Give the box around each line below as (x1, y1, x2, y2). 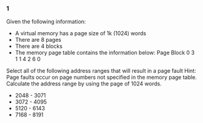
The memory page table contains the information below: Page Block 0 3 (15, 49, 195, 56)
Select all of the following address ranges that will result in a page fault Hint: (6, 67, 196, 75)
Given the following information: (6, 18, 86, 25)
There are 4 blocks (15, 42, 62, 50)
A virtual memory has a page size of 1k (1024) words (15, 30, 147, 37)
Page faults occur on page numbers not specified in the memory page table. (6, 74, 197, 81)
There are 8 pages (15, 36, 62, 44)
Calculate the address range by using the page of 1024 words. (6, 80, 162, 87)
